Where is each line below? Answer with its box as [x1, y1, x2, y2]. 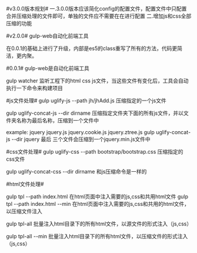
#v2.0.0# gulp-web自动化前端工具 [6, 32, 89, 39]
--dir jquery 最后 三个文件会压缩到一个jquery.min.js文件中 [11, 136, 151, 142]
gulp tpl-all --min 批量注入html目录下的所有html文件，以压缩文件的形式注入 [6, 233, 188, 239]
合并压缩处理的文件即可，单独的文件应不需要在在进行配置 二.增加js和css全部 [6, 12, 192, 19]
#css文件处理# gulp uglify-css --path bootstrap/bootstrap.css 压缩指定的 [6, 148, 183, 155]
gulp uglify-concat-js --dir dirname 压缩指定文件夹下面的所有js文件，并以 [6, 109, 184, 116]
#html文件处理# [6, 181, 44, 187]
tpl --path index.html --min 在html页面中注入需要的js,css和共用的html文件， [6, 201, 190, 207]
